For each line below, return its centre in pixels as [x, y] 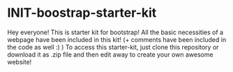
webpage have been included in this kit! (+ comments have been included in [117, 39]
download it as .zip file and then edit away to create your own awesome [111, 55]
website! [20, 62]
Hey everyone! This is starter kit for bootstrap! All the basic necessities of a [115, 32]
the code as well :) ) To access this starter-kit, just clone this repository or [113, 47]
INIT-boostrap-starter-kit [82, 13]
